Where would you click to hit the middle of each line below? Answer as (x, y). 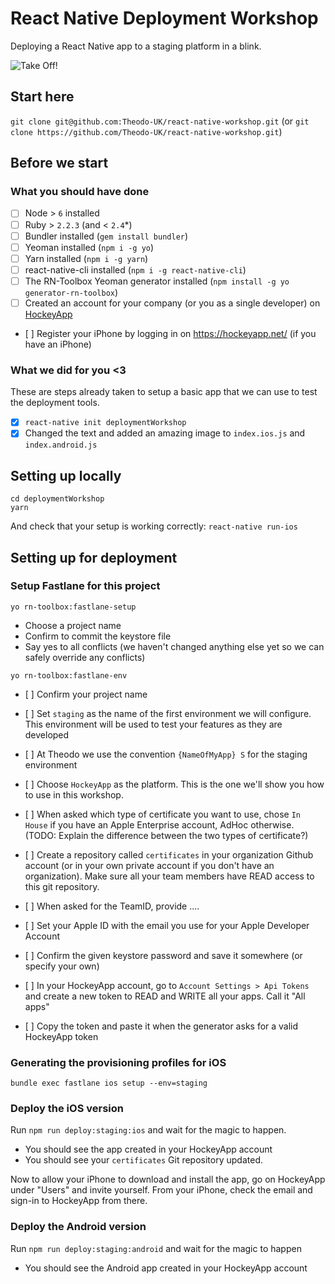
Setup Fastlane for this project (85, 586)
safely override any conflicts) (85, 657)
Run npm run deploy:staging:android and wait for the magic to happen (156, 1248)
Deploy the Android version (78, 1227)
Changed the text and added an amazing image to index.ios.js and (165, 433)
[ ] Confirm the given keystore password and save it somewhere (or (163, 955)
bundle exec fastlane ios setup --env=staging (109, 1083)
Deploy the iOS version (67, 1109)
